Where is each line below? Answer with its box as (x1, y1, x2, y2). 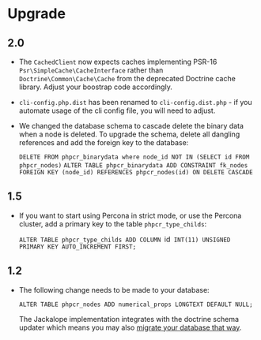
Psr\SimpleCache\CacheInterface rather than (18, 65, 164, 75)
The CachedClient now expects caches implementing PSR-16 (18, 57, 217, 66)
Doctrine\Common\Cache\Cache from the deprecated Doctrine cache (18, 74, 236, 83)
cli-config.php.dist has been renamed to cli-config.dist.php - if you (18, 98, 252, 106)
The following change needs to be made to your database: (18, 285, 210, 294)
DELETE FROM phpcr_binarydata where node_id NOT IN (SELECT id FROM (18, 153, 250, 161)
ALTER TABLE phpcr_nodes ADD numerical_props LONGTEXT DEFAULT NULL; (18, 301, 254, 308)
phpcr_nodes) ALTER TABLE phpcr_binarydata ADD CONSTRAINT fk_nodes (18, 162, 248, 170)
